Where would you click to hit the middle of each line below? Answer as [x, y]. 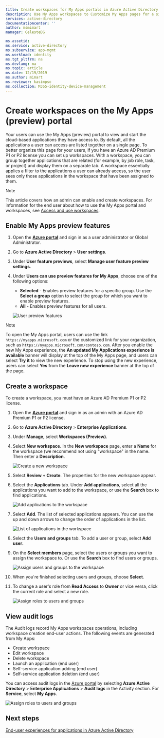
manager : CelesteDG [25, 32]
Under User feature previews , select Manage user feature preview [81, 261]
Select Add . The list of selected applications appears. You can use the [83, 514]
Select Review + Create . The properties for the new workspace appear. [84, 476]
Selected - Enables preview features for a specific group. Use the [86, 291]
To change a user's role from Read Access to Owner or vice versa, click [85, 586]
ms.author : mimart [24, 78]
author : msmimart [23, 28]
